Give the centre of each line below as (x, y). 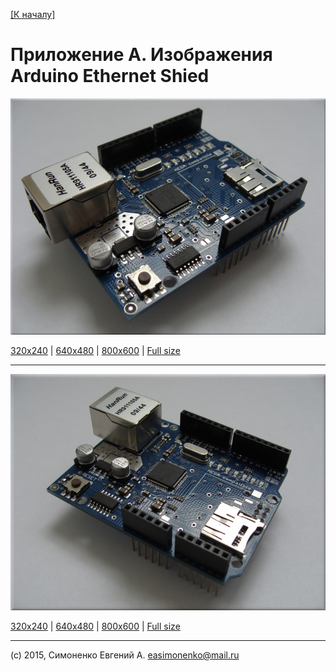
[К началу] (33, 14)
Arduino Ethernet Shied (110, 76)
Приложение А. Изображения (141, 55)
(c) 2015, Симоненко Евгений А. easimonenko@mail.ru (125, 655)
